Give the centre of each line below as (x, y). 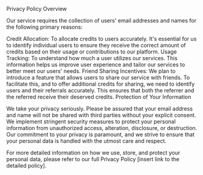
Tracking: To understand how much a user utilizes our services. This (92, 58)
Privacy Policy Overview (37, 9)
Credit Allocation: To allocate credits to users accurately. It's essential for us (101, 39)
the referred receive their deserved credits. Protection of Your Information (99, 97)
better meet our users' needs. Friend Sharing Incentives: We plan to (91, 71)
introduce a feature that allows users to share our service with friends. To (98, 77)
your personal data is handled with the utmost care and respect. (87, 141)
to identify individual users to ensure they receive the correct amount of (96, 45)
